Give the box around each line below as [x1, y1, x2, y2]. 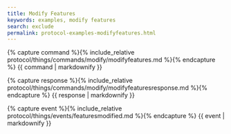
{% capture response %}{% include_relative [7, 77, 133, 85]
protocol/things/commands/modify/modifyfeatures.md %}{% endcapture [7, 56, 216, 64]
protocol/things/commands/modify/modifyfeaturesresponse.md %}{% [7, 84, 208, 92]
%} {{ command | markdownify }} [7, 63, 102, 71]
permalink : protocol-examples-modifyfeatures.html [7, 29, 156, 37]
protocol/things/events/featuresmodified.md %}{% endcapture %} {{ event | [7, 112, 225, 120]
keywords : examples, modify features [7, 17, 116, 23]
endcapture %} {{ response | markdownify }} [7, 91, 135, 99]
